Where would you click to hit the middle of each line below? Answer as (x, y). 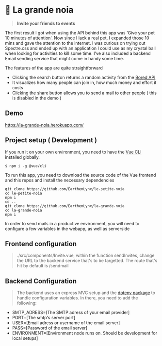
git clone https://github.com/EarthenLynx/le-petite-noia (65, 189)
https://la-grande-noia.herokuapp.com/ (44, 125)
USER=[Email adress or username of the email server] (66, 323)
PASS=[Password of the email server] (50, 328)
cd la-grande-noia (24, 210)
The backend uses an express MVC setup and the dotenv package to (86, 293)
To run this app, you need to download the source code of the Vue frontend (81, 175)
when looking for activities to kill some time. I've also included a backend (78, 53)
